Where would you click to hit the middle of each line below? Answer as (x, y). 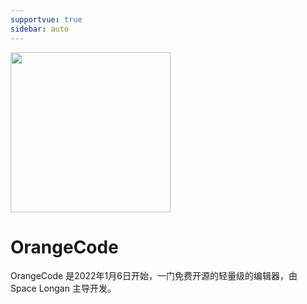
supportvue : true (46, 19)
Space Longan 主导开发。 (63, 288)
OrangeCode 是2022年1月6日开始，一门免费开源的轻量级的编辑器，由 (154, 276)
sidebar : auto (40, 29)
